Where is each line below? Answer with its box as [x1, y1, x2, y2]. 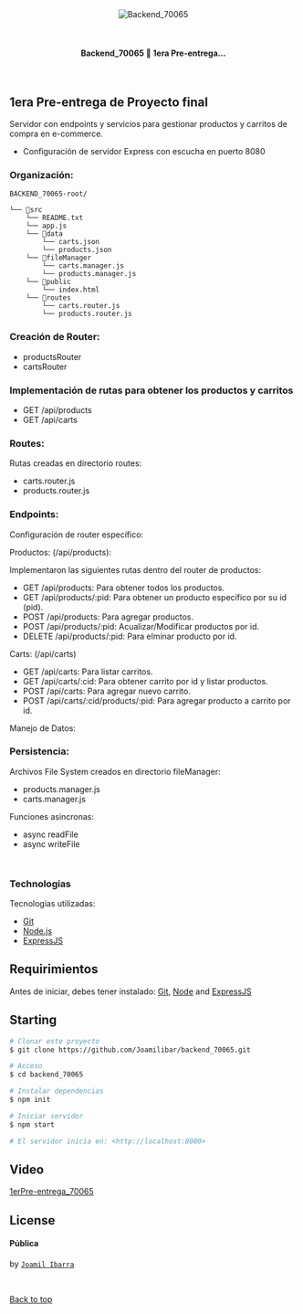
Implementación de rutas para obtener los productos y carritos [9, 384, 294, 397]
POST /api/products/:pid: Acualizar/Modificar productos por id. [22, 620, 260, 631]
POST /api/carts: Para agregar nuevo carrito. [22, 685, 192, 696]
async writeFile [22, 838, 80, 849]
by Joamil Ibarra [9, 1258, 75, 1269]
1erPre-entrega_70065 [9, 1186, 94, 1197]
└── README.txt [26, 214, 84, 223]
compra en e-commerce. [9, 128, 103, 140]
